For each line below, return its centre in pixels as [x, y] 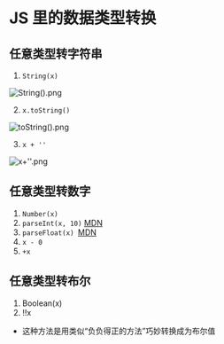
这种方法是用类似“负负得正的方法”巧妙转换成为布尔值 [119, 331]
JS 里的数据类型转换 [83, 18]
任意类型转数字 [50, 192]
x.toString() [46, 111]
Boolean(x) [42, 303]
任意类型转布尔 [50, 281]
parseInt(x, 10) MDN [62, 223]
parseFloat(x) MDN [59, 232]
